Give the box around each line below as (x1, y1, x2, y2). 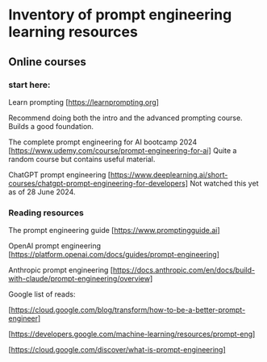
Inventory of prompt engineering (8, 6, 232, 24)
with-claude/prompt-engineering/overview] (8, 274, 153, 284)
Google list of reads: (8, 289, 76, 299)
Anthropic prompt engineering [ (8, 265, 114, 275)
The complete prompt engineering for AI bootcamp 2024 (8, 137, 198, 147)
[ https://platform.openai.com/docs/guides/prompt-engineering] (8, 250, 220, 260)
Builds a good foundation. (8, 121, 94, 131)
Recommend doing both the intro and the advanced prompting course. (8, 113, 244, 123)
